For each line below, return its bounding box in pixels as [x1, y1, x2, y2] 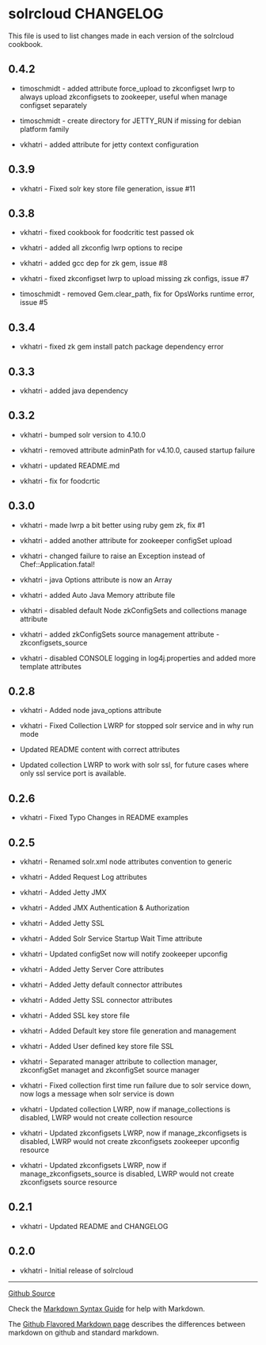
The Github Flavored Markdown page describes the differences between [8, 1319, 245, 1328]
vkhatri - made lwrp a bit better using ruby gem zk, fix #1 [19, 520, 205, 530]
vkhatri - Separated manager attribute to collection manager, [19, 1057, 218, 1066]
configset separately [19, 100, 87, 110]
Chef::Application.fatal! [19, 559, 95, 568]
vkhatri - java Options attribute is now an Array [19, 575, 173, 584]
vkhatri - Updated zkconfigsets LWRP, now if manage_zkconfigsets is [19, 1128, 247, 1138]
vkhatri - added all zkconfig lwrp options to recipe [19, 243, 184, 252]
